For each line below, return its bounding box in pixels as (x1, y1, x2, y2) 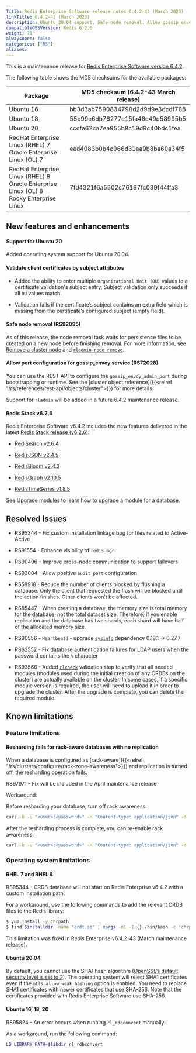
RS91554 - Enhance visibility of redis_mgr (14, 546, 115, 553)
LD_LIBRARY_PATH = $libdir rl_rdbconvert (6, 1041, 103, 1047)
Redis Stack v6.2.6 (6, 409, 53, 417)
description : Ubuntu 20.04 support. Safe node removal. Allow (6, 19, 160, 25)
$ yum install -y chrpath (6, 919, 69, 925)
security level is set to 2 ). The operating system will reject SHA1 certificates (6, 973, 187, 980)
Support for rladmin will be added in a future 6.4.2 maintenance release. (6, 396, 180, 403)
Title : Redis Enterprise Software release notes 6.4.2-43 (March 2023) (6, 8, 184, 15)
